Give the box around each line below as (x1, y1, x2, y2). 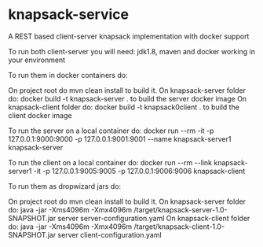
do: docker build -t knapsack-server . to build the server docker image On (8, 94, 247, 103)
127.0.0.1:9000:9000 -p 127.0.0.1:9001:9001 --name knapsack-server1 (8, 134, 232, 143)
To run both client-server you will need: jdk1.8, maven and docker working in (8, 46, 255, 56)
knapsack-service (8, 6, 130, 24)
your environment (8, 55, 65, 65)
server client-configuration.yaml (57, 230, 163, 239)
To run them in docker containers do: (8, 70, 128, 79)
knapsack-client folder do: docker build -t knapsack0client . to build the (8, 102, 239, 112)
